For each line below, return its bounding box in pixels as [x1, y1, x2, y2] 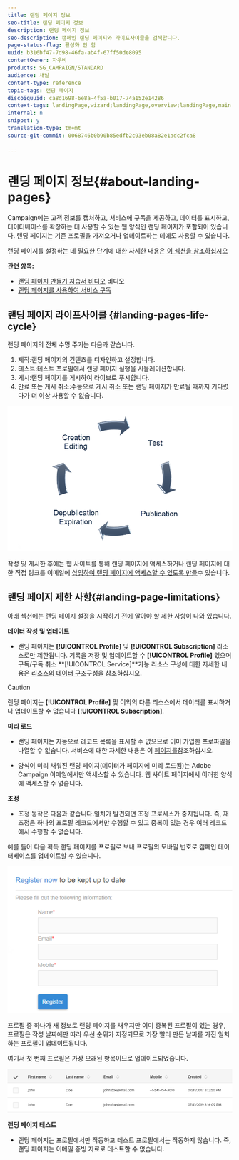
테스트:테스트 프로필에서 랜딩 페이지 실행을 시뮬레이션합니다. [17, 364, 186, 373]
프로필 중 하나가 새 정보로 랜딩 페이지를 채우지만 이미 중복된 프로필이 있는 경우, [7, 1021, 226, 1030]
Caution [7, 683, 31, 691]
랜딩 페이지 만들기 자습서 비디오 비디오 [17, 277, 125, 286]
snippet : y [7, 117, 40, 124]
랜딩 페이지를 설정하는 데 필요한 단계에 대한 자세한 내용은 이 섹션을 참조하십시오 [7, 246, 228, 255]
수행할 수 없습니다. [31, 827, 83, 836]
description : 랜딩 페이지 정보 [7, 26, 90, 34]
